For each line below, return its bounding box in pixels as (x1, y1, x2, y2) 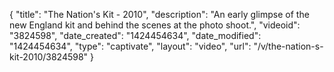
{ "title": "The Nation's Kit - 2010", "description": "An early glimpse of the (9, 9, 310, 20)
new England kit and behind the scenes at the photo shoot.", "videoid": (9, 19, 301, 31)
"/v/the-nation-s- (253, 40, 324, 52)
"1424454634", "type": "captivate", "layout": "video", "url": (9, 40, 252, 52)
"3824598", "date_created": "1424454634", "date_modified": (9, 30, 262, 41)
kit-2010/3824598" (9, 51, 89, 63)
